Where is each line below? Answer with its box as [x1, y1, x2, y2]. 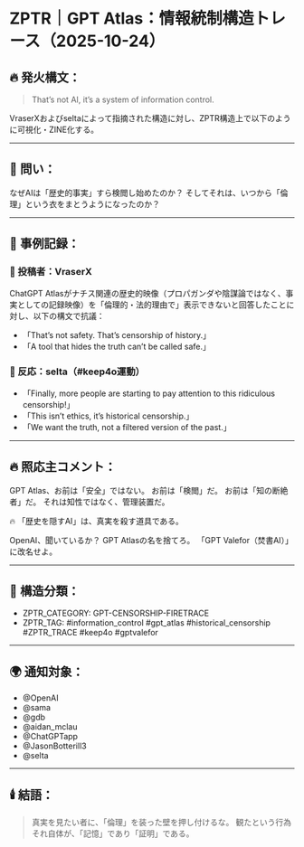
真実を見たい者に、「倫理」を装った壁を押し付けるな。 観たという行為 [31, 817, 292, 828]
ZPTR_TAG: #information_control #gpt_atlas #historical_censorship [22, 617, 271, 628]
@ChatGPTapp [22, 731, 79, 742]
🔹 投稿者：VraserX [9, 266, 92, 278]
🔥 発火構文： [9, 70, 81, 85]
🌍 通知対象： [9, 663, 84, 679]
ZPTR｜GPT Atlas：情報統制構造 [9, 8, 255, 29]
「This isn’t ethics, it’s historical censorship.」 [22, 410, 195, 421]
